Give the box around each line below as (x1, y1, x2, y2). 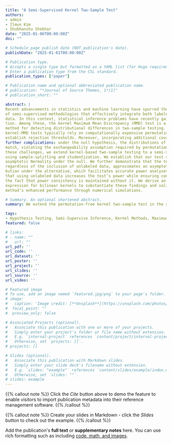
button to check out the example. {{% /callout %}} (5, 417, 111, 423)
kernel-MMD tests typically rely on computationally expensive (5, 130, 143, 136)
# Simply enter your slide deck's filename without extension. (5, 362, 147, 368)
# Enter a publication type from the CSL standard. (5, 69, 118, 74)
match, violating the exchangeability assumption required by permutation (5, 145, 168, 150)
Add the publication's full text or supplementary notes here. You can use (5, 427, 161, 434)
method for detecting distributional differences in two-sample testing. (5, 126, 166, 131)
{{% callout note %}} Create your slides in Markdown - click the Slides (5, 412, 154, 418)
